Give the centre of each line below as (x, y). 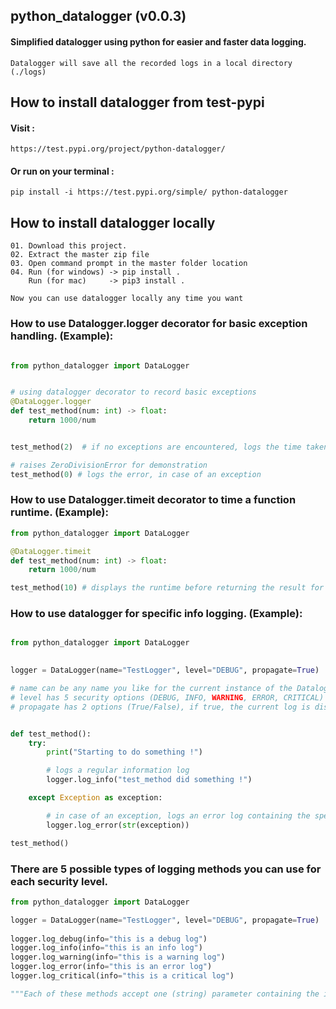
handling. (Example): (62, 336)
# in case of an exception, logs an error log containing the (178, 815)
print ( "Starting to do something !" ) (124, 752)
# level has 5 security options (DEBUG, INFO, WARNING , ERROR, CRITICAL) (167, 697)
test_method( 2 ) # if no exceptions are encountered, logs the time (156, 447)
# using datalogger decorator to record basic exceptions (133, 392)
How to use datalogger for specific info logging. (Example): (156, 614)
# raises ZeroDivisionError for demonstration (109, 465)
